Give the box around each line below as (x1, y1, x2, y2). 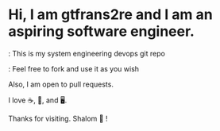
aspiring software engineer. (8, 22, 195, 40)
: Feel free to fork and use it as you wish (8, 64, 140, 73)
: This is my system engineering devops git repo (8, 48, 165, 58)
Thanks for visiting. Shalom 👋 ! (8, 114, 108, 123)
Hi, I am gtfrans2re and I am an (8, 6, 213, 24)
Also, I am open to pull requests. (8, 79, 114, 89)
